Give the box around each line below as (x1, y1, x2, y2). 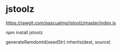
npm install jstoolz (5, 29, 43, 35)
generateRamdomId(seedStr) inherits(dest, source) (5, 39, 111, 45)
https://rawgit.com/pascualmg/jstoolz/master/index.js (5, 20, 116, 26)
